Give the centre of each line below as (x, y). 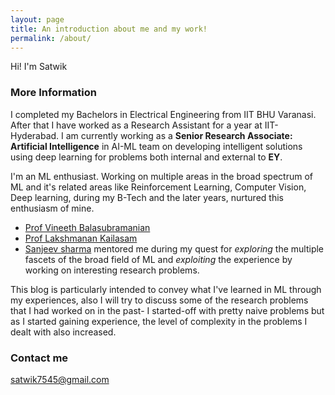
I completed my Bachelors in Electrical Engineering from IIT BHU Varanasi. (163, 114)
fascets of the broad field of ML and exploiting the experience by (158, 259)
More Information (53, 93)
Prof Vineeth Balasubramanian (87, 227)
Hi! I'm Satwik (39, 67)
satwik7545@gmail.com (60, 379)
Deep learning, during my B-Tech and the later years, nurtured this (147, 197)
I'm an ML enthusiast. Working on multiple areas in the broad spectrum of (161, 176)
